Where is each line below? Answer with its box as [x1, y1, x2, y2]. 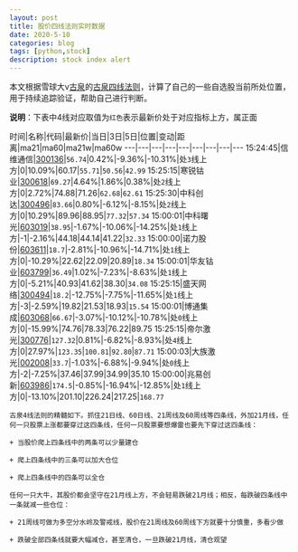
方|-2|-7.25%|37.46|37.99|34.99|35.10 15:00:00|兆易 [9, 368, 203, 379]
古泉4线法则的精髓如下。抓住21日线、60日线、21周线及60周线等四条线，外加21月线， [9, 411, 283, 420]
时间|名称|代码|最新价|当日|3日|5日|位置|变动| [9, 131, 178, 141]
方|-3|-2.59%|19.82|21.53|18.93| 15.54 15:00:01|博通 [9, 300, 200, 311]
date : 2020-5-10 [9, 30, 70, 39]
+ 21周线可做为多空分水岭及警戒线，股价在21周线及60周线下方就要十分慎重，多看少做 [9, 518, 284, 527]
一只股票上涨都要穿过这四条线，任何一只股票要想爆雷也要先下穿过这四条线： [15, 421, 258, 430]
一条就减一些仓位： [9, 500, 70, 509]
